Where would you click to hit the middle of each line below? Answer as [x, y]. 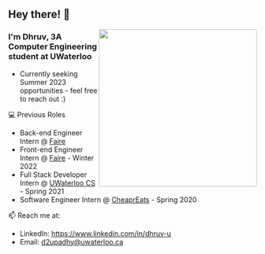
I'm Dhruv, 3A [35, 37]
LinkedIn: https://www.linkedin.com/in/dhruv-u [95, 234]
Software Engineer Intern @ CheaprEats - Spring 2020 [108, 199]
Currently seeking [49, 74]
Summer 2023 [43, 82]
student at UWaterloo [50, 57]
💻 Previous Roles [37, 114]
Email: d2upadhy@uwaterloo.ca [71, 241]
